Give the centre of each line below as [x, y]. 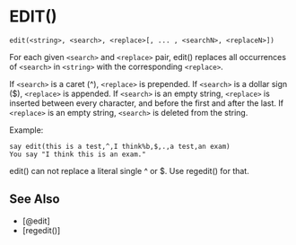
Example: [26, 130]
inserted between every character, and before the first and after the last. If [147, 103]
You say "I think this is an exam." [78, 154]
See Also [35, 199]
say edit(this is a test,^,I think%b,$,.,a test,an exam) [120, 146]
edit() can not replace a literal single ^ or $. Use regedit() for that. [129, 171]
